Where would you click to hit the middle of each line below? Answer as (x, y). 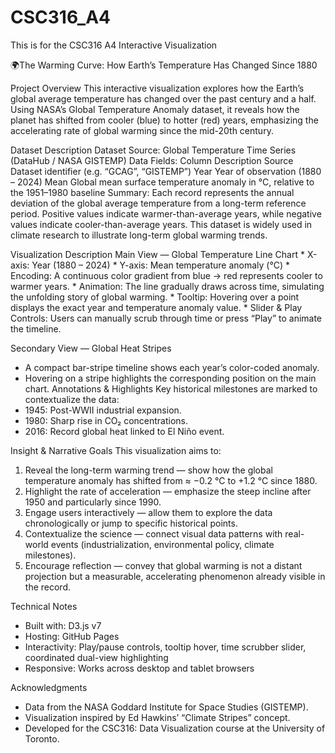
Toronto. (42, 738)
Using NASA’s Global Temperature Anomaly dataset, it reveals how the (155, 109)
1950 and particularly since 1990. (93, 502)
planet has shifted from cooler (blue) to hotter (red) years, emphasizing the (164, 120)
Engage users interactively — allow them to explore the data (148, 512)
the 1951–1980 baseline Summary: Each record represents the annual (152, 192)
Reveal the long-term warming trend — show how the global (148, 470)
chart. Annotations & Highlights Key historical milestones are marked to (171, 388)
